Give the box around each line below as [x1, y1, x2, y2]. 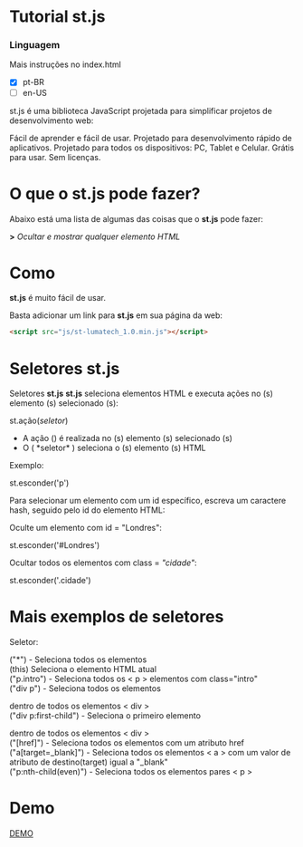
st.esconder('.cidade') [9, 575, 92, 586]
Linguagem [9, 39, 61, 52]
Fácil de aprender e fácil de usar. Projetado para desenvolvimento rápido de [9, 132, 292, 143]
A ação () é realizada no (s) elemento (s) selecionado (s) [22, 433, 233, 444]
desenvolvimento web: [9, 115, 94, 126]
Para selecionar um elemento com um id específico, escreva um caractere [9, 496, 287, 506]
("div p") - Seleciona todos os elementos [9, 683, 161, 694]
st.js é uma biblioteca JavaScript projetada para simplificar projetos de [9, 105, 273, 116]
